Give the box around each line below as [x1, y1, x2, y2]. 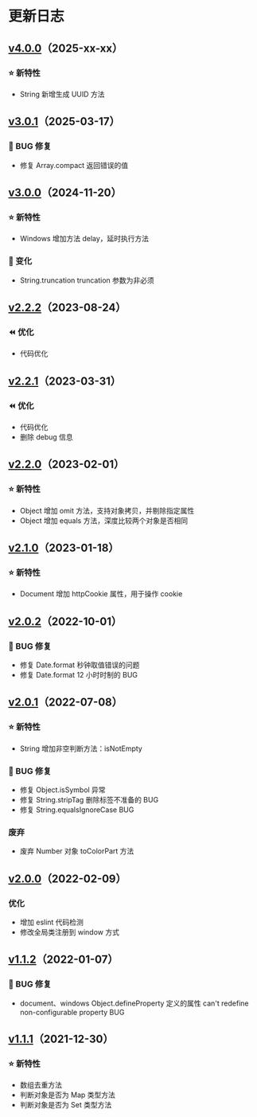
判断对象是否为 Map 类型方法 [19, 1090, 115, 1099]
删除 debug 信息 [19, 432, 73, 442]
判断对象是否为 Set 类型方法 [19, 1100, 112, 1110]
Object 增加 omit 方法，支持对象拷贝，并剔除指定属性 [19, 506, 195, 515]
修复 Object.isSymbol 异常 [19, 785, 106, 795]
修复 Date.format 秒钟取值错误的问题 [19, 660, 140, 670]
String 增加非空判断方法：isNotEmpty [19, 744, 143, 753]
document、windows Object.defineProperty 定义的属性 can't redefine [19, 998, 249, 1008]
